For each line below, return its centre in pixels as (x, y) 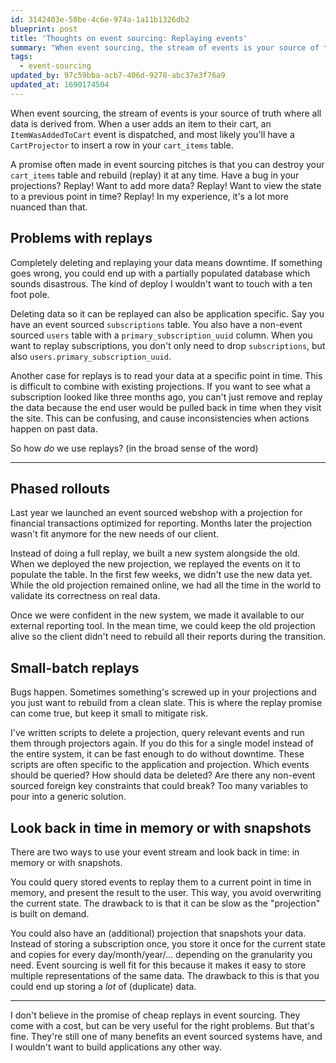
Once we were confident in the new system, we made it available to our (157, 615)
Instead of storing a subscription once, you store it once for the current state (168, 944)
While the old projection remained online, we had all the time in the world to (166, 585)
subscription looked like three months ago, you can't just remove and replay (166, 397)
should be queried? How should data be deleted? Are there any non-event (163, 775)
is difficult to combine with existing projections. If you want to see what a (160, 386)
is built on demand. (50, 914)
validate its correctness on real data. (85, 596)
